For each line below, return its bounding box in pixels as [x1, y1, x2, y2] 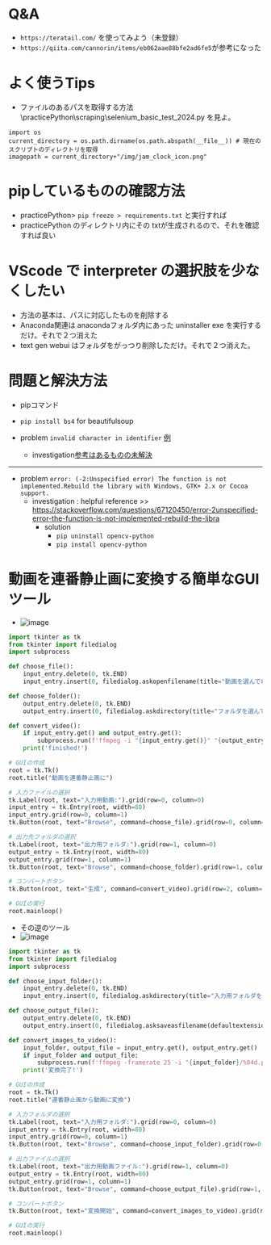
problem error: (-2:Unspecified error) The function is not [19, 473, 227, 483]
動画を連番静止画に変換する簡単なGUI [8, 570, 260, 588]
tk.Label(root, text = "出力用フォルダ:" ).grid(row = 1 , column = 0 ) [8, 840, 217, 849]
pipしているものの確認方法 [8, 182, 186, 200]
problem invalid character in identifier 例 [19, 433, 171, 442]
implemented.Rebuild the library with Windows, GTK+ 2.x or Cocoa [19, 482, 248, 490]
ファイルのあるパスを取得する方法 [19, 102, 134, 111]
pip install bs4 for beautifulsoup [19, 416, 134, 425]
